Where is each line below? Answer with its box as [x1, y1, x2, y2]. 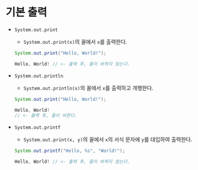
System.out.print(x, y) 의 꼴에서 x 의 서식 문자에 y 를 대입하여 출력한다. [23, 136, 193, 143]
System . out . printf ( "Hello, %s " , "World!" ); [14, 148, 126, 154]
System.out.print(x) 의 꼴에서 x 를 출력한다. [23, 38, 128, 45]
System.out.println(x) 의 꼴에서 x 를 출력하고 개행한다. [23, 84, 154, 91]
